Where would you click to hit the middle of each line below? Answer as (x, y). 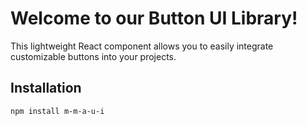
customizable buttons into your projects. (93, 56)
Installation (46, 88)
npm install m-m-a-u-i (57, 111)
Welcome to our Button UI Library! (154, 18)
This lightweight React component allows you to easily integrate (142, 46)
